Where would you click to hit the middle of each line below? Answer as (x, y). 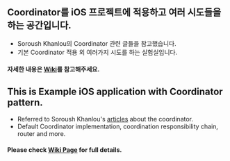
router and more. (41, 134)
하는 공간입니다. (39, 25)
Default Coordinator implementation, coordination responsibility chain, (118, 126)
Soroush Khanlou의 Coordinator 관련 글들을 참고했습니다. (97, 43)
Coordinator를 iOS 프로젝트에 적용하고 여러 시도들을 (114, 12)
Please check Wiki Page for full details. (65, 150)
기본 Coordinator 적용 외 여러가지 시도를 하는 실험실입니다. (97, 52)
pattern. (25, 102)
